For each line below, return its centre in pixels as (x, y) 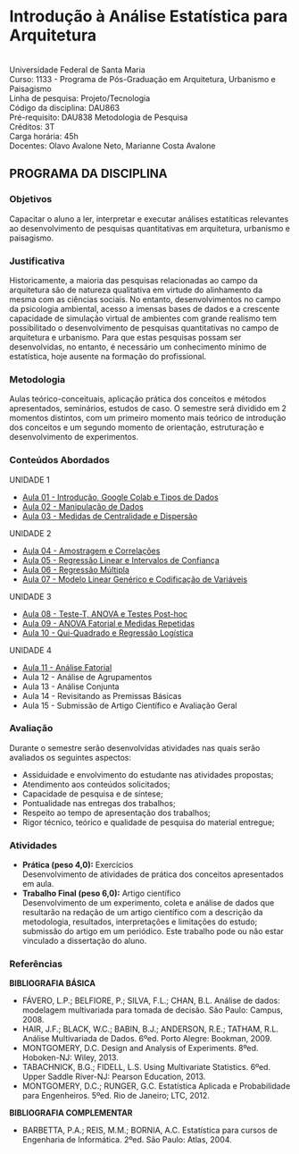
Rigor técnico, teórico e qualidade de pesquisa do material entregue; (148, 822)
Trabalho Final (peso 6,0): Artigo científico (101, 893)
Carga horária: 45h (44, 136)
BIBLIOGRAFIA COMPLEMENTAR (71, 1113)
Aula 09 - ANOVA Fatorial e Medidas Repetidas (108, 623)
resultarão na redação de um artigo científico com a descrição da (142, 913)
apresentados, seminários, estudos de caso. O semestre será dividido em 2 (148, 409)
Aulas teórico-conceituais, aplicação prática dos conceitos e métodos (138, 399)
